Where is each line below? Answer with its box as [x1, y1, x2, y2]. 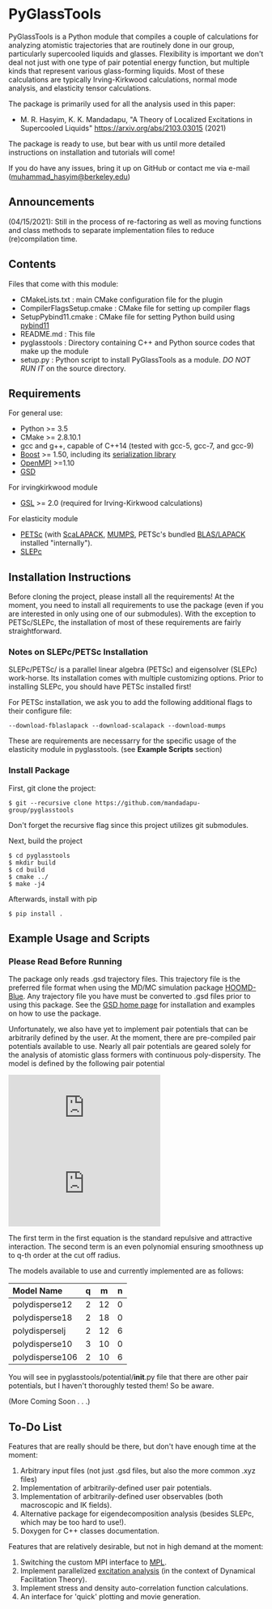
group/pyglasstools [8, 806, 74, 814]
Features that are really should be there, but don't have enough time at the [8, 1441, 257, 1451]
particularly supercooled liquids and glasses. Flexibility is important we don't [8, 49, 264, 58]
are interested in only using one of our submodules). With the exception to [8, 609, 257, 619]
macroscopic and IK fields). [19, 1501, 113, 1510]
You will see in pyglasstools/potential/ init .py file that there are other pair [8, 1373, 249, 1382]
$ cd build [8, 865, 45, 874]
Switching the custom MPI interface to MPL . [19, 1557, 168, 1567]
